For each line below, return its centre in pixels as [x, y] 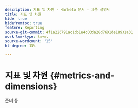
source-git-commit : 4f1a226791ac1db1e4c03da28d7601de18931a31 [69, 32]
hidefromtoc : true [23, 23]
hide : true [16, 18]
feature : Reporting [25, 28]
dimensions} [31, 86]
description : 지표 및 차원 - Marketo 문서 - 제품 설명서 [58, 9]
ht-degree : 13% [20, 46]
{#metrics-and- [82, 75]
